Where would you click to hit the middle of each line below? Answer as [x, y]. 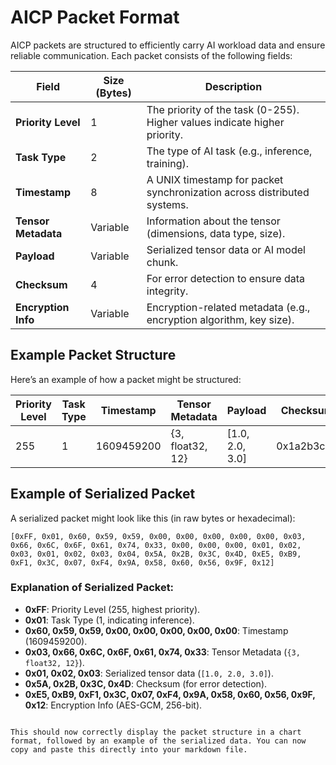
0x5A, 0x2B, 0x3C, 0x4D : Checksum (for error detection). [146, 683]
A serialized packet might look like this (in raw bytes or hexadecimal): [153, 518]
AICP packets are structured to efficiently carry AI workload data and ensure [168, 45]
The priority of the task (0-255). [223, 109]
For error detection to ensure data [225, 278]
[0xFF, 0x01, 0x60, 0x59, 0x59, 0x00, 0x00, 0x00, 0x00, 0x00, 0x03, [158, 536]
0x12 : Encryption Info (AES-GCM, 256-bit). [113, 705]
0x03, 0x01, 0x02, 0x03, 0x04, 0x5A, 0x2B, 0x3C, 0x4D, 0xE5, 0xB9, [156, 554]
